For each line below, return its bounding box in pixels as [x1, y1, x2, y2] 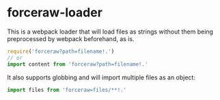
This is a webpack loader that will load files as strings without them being [7, 27, 214, 36]
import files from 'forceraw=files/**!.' [7, 86, 127, 93]
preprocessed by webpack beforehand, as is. [7, 34, 135, 42]
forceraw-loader [7, 5, 102, 21]
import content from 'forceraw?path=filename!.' [7, 60, 148, 68]
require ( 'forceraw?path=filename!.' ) [7, 48, 115, 55]
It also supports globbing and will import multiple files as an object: [7, 73, 196, 82]
